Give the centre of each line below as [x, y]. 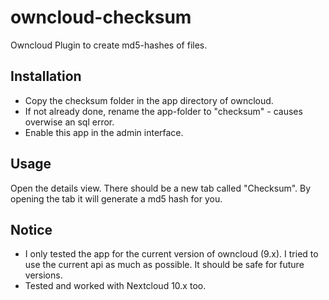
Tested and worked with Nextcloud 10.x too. [115, 286]
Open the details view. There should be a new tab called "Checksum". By [161, 188]
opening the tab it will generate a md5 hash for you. [116, 198]
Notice [31, 229]
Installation [46, 76]
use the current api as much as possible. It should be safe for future [164, 265]
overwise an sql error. [69, 122]
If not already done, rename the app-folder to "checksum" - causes [163, 111]
